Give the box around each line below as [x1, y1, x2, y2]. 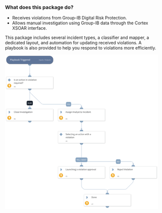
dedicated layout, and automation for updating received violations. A [5, 40, 142, 46]
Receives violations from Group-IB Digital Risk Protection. [12, 15, 127, 21]
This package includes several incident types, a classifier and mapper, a [5, 35, 149, 40]
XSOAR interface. [12, 25, 47, 31]
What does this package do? [5, 4, 74, 11]
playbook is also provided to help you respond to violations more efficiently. [5, 45, 157, 51]
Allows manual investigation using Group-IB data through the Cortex [12, 20, 148, 26]
